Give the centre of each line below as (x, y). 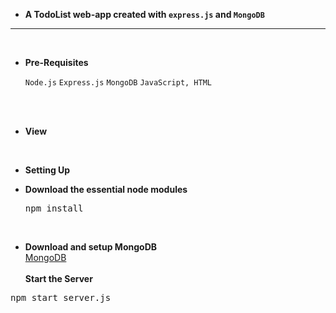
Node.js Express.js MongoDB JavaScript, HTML (118, 83)
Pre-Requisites (56, 62)
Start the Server (58, 278)
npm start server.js (61, 297)
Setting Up (47, 170)
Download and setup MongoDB (91, 247)
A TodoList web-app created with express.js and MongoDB (144, 14)
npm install (54, 208)
